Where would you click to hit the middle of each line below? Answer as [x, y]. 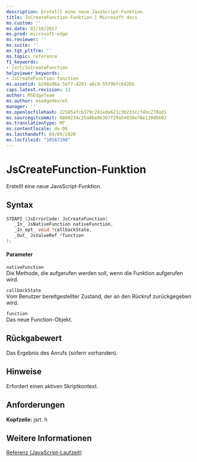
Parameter [19, 255]
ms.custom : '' [24, 23]
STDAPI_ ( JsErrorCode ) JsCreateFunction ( [57, 219]
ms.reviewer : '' [26, 40]
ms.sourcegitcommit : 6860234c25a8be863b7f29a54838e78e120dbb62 [87, 117]
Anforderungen [36, 405]
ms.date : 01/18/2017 [32, 28]
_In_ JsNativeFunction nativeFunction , [64, 224]
